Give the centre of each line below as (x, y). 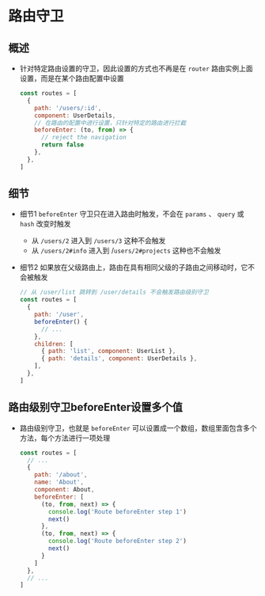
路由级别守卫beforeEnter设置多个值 (96, 407)
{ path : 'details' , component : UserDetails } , (119, 359)
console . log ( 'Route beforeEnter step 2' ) (118, 541)
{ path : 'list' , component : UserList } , (108, 351)
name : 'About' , (59, 482)
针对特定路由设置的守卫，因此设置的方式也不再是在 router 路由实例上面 (136, 68)
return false (62, 145)
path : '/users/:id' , (68, 108)
